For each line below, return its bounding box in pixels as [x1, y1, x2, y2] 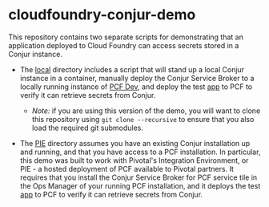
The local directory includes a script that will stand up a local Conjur [19, 64, 245, 74]
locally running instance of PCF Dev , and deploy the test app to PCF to [19, 82, 253, 91]
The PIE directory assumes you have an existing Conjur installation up [19, 138, 251, 148]
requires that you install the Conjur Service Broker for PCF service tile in [19, 172, 258, 182]
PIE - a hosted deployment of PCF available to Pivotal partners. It [19, 164, 235, 173]
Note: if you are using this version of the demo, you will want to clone [31, 106, 261, 116]
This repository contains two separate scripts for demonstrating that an [8, 32, 244, 42]
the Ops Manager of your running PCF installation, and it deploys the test [19, 181, 261, 190]
